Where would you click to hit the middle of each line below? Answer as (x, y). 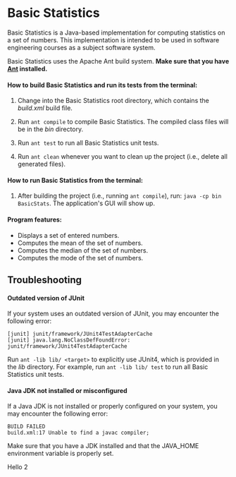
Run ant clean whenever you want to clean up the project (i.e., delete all (122, 157)
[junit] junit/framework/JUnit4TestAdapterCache (80, 334)
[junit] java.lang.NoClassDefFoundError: (69, 340)
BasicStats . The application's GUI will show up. (86, 203)
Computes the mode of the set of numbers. (80, 258)
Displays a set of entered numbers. (68, 235)
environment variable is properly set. (61, 454)
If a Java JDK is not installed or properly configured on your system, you (113, 406)
